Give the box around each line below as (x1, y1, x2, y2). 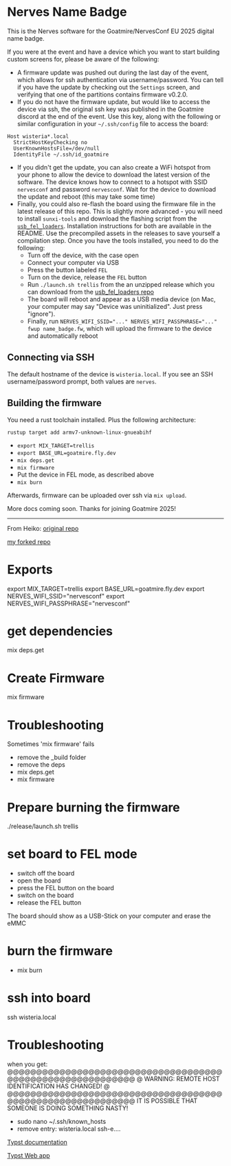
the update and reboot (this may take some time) (16, 192, 156, 201)
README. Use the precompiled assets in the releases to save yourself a (16, 229, 221, 237)
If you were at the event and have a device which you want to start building (7, 48, 220, 56)
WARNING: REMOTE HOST (144, 1075, 220, 1083)
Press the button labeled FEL (27, 265, 108, 274)
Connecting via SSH (7, 352, 95, 363)
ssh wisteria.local (7, 1013, 56, 1021)
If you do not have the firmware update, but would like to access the (16, 97, 211, 105)
